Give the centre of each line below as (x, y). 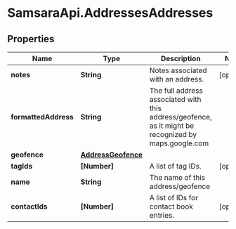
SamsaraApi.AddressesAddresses (110, 13)
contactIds (29, 207)
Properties (31, 39)
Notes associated (178, 70)
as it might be (172, 126)
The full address (176, 91)
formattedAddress (42, 117)
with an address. (177, 79)
